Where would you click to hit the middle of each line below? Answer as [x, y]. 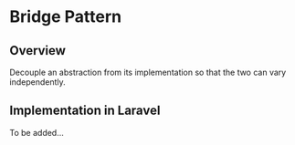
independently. [37, 82]
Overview [38, 51]
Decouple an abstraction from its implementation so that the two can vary [148, 72]
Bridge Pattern [65, 17]
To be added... [37, 132]
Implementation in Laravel [85, 111]
